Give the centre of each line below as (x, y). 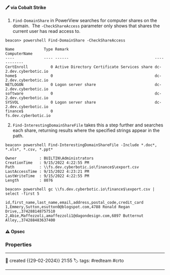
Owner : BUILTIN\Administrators (50, 158)
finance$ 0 (29, 111)
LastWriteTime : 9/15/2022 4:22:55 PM (47, 176)
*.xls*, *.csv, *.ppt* (29, 150)
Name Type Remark (37, 50)
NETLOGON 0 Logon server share (51, 85)
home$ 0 (29, 76)
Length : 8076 (29, 180)
